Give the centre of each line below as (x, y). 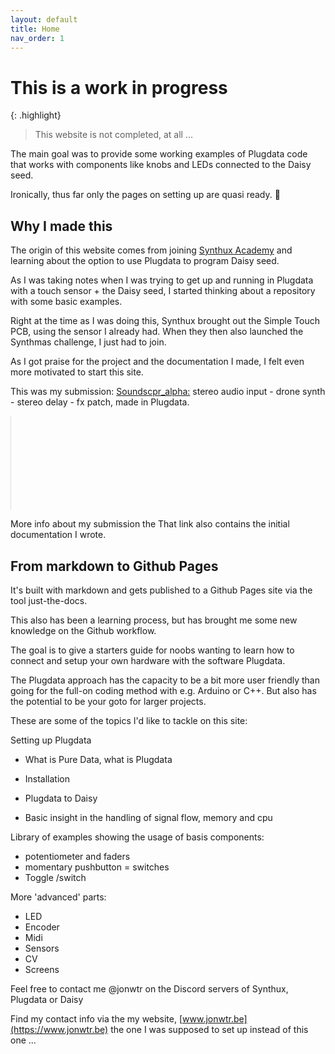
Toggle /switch (55, 877)
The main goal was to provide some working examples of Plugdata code (159, 154)
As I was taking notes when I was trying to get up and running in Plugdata (162, 280)
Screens (42, 969)
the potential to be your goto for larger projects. (108, 701)
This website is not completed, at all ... (113, 135)
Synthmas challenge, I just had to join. (88, 342)
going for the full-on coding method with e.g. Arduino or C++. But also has (163, 690)
